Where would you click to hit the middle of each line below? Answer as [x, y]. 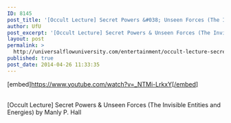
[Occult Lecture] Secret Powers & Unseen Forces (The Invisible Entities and [114, 104]
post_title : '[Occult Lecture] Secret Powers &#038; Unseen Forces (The [113, 20]
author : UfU [24, 26]
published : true [30, 58]
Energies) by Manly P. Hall [44, 112]
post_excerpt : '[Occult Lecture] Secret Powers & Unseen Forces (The [109, 33]
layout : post [26, 39]
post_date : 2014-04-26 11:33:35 [53, 65]
